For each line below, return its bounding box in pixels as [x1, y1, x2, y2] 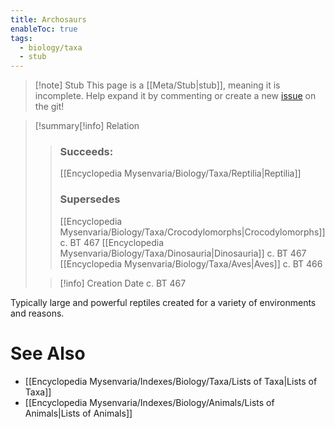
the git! [34, 101, 65, 113]
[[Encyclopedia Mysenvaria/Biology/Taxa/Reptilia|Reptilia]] [59, 167, 302, 180]
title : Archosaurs [10, 14, 87, 25]
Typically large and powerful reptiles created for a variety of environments [10, 296, 317, 308]
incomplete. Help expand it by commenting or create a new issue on [34, 90, 317, 102]
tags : [10, 33, 33, 43]
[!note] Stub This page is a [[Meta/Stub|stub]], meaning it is [34, 79, 281, 91]
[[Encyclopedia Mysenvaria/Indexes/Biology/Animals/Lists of [24, 396, 275, 408]
